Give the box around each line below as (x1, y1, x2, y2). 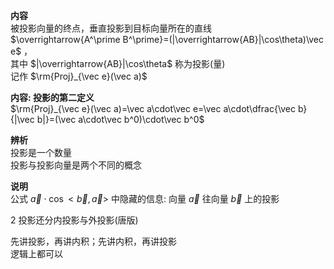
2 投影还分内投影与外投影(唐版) (10, 214, 139, 226)
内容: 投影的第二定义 (10, 92, 95, 103)
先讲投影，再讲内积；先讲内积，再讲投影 (10, 235, 177, 247)
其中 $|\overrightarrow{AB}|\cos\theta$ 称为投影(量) (10, 58, 226, 69)
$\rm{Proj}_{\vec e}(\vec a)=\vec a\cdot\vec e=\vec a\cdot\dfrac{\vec (10, 103, 296, 114)
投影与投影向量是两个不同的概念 (10, 159, 142, 171)
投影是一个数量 (10, 147, 72, 158)
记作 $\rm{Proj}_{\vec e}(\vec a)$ (10, 70, 148, 82)
